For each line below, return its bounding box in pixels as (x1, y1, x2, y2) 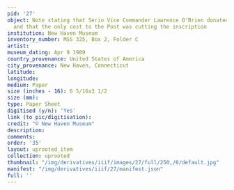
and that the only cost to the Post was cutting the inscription (13, 23, 208, 30)
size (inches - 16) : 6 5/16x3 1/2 (7, 88, 108, 95)
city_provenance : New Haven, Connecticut (7, 62, 130, 69)
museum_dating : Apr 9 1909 (7, 49, 86, 56)
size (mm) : (7, 95, 39, 102)
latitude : (7, 68, 36, 75)
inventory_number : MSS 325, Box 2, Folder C (7, 36, 139, 43)
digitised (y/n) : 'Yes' (7, 107, 77, 114)
